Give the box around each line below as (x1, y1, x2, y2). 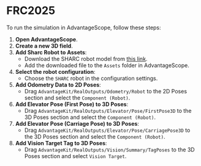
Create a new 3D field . (15, 42, 74, 49)
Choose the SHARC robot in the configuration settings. (24, 74, 158, 82)
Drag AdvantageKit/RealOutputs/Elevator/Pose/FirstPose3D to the (24, 107, 192, 114)
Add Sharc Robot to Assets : (15, 48, 87, 56)
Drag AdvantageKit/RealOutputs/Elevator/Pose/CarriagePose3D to (24, 126, 191, 134)
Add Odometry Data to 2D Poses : (15, 81, 101, 88)
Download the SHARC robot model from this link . (24, 55, 148, 62)
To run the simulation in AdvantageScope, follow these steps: (6, 24, 161, 31)
